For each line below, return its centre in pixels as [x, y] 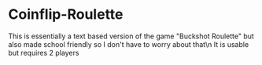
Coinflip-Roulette [66, 14]
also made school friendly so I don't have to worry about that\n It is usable [129, 44]
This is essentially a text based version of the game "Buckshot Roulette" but [131, 36]
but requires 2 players [44, 52]
